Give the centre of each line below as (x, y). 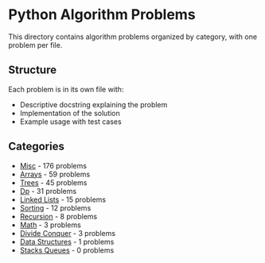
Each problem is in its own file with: (66, 89)
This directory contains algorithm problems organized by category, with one (132, 37)
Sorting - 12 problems (55, 207)
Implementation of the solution (70, 113)
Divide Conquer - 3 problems (68, 233)
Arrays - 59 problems (55, 174)
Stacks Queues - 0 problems (67, 250)
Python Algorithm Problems (102, 15)
